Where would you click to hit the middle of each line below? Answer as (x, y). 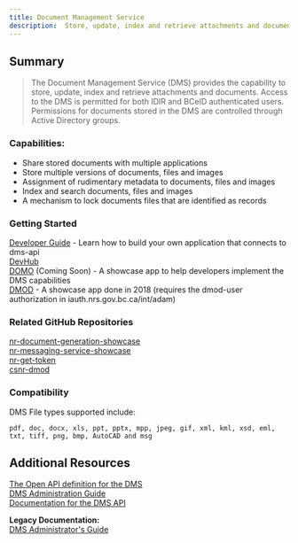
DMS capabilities (40, 280)
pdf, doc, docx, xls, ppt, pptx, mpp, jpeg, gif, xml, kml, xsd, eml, (142, 428)
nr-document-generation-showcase (75, 341)
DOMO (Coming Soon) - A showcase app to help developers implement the (147, 270)
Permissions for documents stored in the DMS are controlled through (157, 111)
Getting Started (43, 223)
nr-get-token (32, 361)
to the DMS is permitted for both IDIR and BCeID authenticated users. (157, 102)
